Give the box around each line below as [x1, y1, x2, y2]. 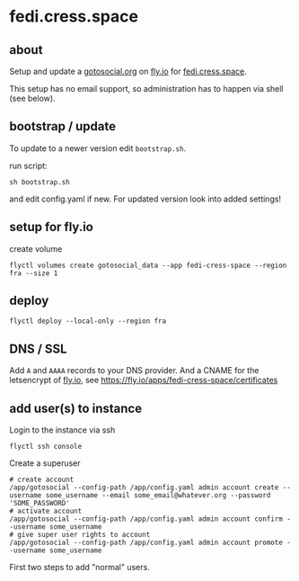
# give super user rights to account [9, 531, 151, 540]
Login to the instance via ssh [9, 425, 116, 435]
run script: [9, 160, 48, 171]
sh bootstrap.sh [9, 177, 70, 186]
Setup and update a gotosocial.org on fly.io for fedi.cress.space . [9, 66, 247, 76]
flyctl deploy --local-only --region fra [9, 317, 167, 326]
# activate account [9, 506, 83, 516]
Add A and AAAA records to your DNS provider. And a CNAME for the [9, 365, 259, 376]
